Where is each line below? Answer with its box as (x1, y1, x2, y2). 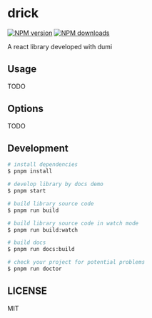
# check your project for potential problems (7, 259, 145, 266)
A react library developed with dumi (7, 42, 113, 51)
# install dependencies (7, 161, 78, 168)
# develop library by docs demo (7, 180, 103, 188)
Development (7, 142, 69, 154)
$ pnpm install (7, 168, 53, 175)
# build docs (7, 239, 46, 247)
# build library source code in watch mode (7, 220, 139, 227)
